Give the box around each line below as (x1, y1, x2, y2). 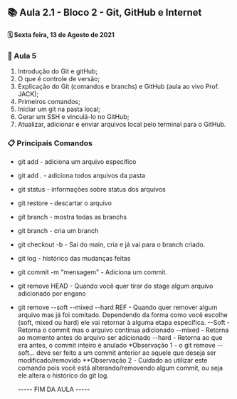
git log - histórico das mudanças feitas (17, 254, 131, 262)
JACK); (17, 90, 39, 98)
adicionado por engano (17, 289, 87, 298)
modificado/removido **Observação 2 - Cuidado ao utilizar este (17, 356, 208, 364)
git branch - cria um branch (17, 226, 99, 234)
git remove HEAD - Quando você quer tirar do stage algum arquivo (17, 281, 214, 290)
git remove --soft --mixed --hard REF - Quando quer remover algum (17, 303, 218, 311)
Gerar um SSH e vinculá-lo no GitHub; (17, 113, 130, 121)
